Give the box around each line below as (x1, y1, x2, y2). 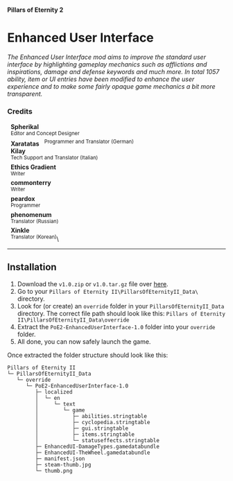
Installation (7, 261, 57, 273)
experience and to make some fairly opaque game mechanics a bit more (7, 82, 216, 90)
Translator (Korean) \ (10, 234, 59, 243)
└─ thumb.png (35, 467, 73, 474)
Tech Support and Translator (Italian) (10, 155, 98, 161)
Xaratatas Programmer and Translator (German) (10, 139, 134, 148)
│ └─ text (35, 401, 76, 408)
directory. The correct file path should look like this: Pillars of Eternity (17, 309, 225, 317)
